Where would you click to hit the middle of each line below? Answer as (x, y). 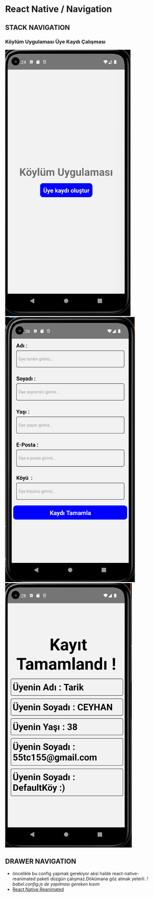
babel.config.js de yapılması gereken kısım (56, 884)
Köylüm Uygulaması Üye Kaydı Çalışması (55, 42)
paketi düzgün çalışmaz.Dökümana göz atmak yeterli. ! (92, 879)
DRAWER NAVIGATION (41, 861)
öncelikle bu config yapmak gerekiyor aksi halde (62, 873)
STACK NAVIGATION (38, 28)
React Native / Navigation (59, 9)
